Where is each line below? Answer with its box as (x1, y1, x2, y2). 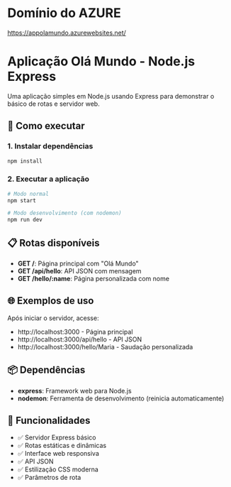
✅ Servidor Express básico (17, 433, 96, 442)
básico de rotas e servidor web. (7, 99, 101, 108)
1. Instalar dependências (7, 141, 94, 151)
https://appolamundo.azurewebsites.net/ (7, 28, 126, 37)
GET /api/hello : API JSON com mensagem (17, 267, 142, 275)
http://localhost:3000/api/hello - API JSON (17, 335, 142, 344)
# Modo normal (7, 190, 50, 197)
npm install (7, 158, 43, 165)
